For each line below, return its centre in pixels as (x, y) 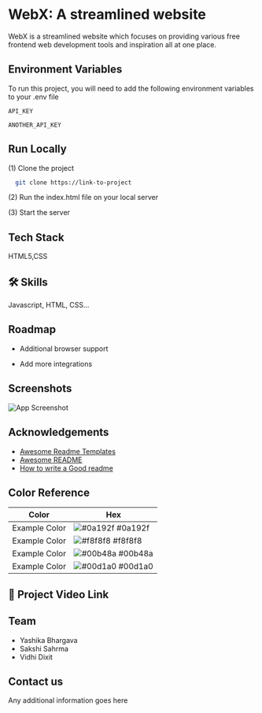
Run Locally (37, 149)
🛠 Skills (28, 282)
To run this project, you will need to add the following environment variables (131, 88)
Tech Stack (36, 237)
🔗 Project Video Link (59, 595)
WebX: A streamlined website (107, 15)
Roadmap (32, 329)
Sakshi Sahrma (44, 648)
